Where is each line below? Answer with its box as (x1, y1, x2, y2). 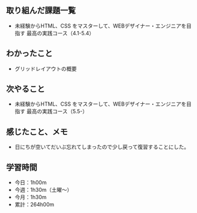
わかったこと (6, 49, 53, 59)
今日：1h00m (14, 179, 47, 186)
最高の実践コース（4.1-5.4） (26, 29, 95, 36)
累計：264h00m (14, 201, 55, 208)
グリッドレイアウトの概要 (14, 65, 77, 72)
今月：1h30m (14, 194, 47, 201)
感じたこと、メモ (6, 127, 68, 137)
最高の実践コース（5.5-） (26, 108, 88, 115)
